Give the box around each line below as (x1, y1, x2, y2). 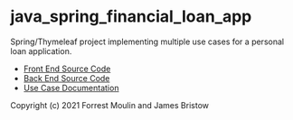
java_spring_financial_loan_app (10, 6, 252, 27)
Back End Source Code (23, 72, 110, 83)
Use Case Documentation (23, 82, 119, 93)
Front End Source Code (23, 63, 111, 74)
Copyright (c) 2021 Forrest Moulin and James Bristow (10, 99, 209, 110)
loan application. (10, 45, 72, 56)
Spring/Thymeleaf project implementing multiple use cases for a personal (10, 36, 284, 47)
